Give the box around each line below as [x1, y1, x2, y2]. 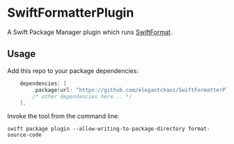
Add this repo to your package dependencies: [7, 66, 139, 74]
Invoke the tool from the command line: [7, 112, 120, 120]
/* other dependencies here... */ [32, 93, 132, 100]
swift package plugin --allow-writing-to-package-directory [7, 125, 186, 133]
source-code [7, 131, 42, 138]
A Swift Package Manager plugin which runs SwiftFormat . [7, 28, 173, 36]
